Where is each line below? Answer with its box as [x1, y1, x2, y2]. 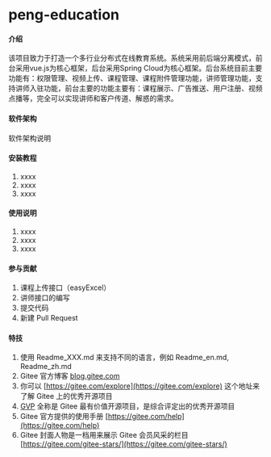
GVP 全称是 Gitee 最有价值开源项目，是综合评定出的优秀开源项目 [19, 401, 236, 411]
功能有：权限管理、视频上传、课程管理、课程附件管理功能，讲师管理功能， [8, 73, 256, 83]
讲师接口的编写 [19, 293, 70, 303]
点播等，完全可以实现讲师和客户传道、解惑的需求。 [8, 94, 178, 103]
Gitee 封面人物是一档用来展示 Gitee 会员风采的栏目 [19, 430, 189, 440]
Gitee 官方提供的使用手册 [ [19, 412, 109, 421]
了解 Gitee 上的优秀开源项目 [19, 392, 113, 401]
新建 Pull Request [19, 313, 78, 323]
